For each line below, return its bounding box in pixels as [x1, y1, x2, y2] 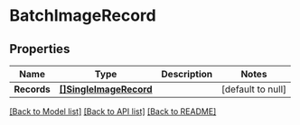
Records [14, 83, 52, 95]
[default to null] [220, 83, 287, 95]
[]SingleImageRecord [59, 83, 153, 95]
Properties [9, 41, 70, 57]
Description [161, 68, 213, 80]
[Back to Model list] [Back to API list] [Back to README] [9, 106, 217, 117]
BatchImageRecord [9, 5, 156, 26]
